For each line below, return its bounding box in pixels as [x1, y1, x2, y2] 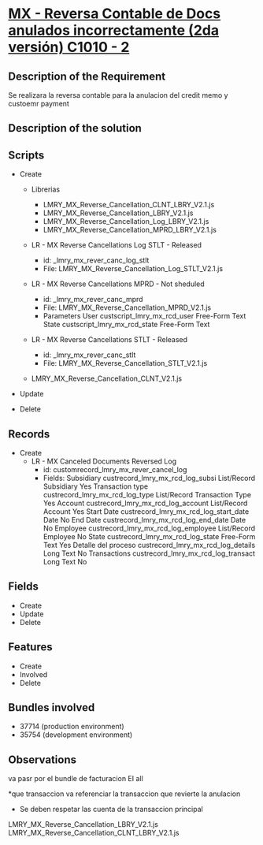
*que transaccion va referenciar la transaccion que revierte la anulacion [8, 789, 241, 798]
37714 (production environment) [19, 722, 124, 731]
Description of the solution [8, 121, 142, 135]
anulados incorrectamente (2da [8, 21, 219, 39]
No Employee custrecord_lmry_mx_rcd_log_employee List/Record [43, 523, 256, 533]
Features [8, 640, 53, 654]
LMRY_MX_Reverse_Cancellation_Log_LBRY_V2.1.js [43, 217, 209, 226]
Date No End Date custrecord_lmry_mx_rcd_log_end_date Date [43, 516, 246, 525]
